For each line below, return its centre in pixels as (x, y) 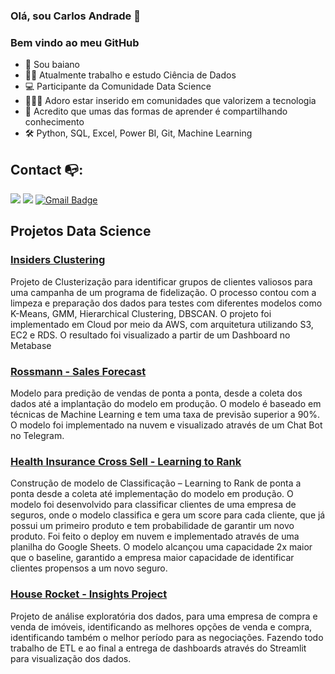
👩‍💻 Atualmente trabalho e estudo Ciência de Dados (130, 75)
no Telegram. (37, 436)
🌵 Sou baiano (52, 65)
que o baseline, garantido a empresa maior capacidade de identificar (152, 558)
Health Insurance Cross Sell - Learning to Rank (126, 461)
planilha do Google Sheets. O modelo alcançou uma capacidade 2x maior (161, 547)
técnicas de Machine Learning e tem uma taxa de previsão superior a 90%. (165, 415)
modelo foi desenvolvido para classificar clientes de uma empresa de (153, 505)
